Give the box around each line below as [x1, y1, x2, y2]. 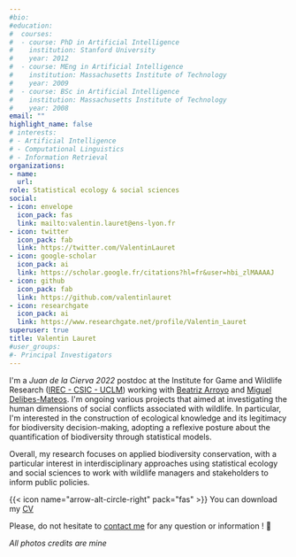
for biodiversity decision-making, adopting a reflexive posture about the [9, 422, 271, 432]
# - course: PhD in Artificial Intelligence [9, 37, 179, 47]
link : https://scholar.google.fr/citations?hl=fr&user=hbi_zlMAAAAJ [17, 268, 275, 277]
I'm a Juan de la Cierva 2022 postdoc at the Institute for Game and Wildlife [9, 375, 283, 385]
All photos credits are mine [9, 538, 108, 548]
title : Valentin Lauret [9, 334, 97, 343]
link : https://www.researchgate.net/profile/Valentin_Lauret [17, 318, 247, 327]
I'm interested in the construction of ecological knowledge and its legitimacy [9, 413, 287, 423]
